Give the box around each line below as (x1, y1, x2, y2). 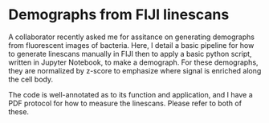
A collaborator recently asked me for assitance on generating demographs (8, 32, 255, 42)
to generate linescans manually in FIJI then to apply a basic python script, (8, 49, 252, 58)
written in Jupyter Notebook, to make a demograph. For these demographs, (8, 58, 259, 67)
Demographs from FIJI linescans (8, 6, 230, 24)
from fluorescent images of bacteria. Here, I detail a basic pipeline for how (8, 40, 255, 50)
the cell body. (8, 74, 54, 84)
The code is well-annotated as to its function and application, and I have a (8, 89, 253, 99)
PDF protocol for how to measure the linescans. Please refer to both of (8, 98, 243, 108)
